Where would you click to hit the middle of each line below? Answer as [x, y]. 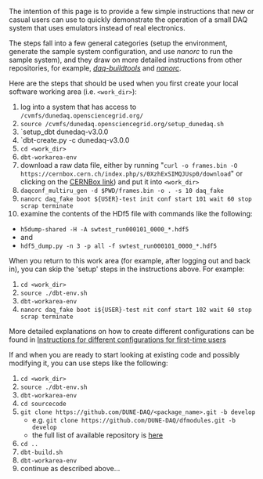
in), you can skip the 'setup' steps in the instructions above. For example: [127, 269]
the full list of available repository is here [97, 435]
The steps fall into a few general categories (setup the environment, [118, 43]
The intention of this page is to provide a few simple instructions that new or [131, 11]
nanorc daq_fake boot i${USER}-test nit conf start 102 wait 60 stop [136, 310]
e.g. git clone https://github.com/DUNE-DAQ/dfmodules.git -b [133, 420]
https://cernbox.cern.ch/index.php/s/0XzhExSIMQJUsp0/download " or [131, 173]
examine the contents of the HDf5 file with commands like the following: [136, 214]
